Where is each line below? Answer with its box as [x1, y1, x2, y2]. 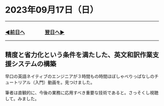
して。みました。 [5, 96, 40, 102]
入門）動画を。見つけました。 [35, 79, 95, 85]
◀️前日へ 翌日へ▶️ [5, 29, 65, 35]
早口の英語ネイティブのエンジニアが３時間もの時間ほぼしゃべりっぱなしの [5, 74, 155, 79]
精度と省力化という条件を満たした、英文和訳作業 [5, 50, 153, 59]
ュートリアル [5, 79, 31, 85]
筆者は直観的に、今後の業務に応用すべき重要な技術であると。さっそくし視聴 [5, 90, 159, 96]
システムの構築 [11, 60, 57, 68]
